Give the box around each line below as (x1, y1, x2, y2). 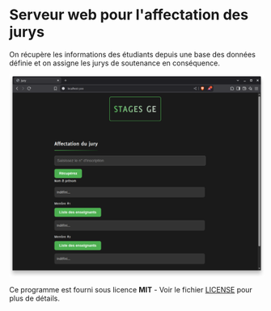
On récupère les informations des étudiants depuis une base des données (9, 49, 256, 59)
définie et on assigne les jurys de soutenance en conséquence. (9, 58, 221, 68)
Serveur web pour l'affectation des (9, 6, 249, 24)
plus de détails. (9, 293, 60, 304)
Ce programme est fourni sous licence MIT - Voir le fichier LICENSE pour (9, 285, 253, 295)
